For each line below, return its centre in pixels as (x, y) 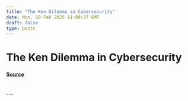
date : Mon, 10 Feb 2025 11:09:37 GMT (53, 17)
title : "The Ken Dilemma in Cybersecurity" (61, 12)
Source (15, 74)
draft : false (22, 23)
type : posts (21, 28)
